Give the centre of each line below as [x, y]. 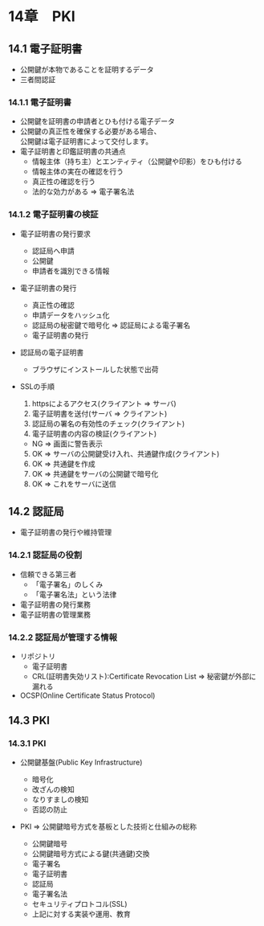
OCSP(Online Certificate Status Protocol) [87, 695]
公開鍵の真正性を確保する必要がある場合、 [90, 131]
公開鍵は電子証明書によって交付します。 [86, 141]
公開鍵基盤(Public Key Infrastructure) [81, 762]
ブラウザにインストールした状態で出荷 [95, 369]
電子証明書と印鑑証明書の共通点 [73, 152]
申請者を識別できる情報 [71, 271]
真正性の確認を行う [64, 182]
